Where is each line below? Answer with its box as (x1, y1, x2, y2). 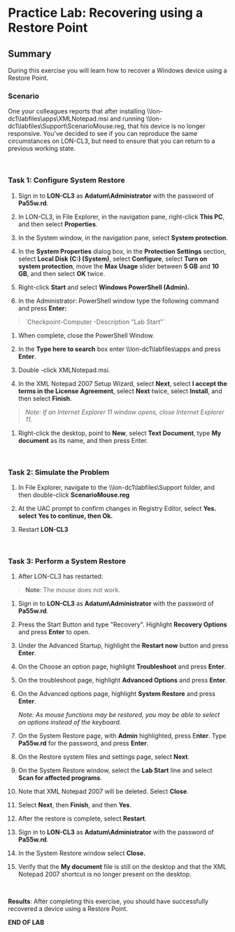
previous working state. (8, 144, 76, 153)
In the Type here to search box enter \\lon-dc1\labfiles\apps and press (17, 345, 221, 353)
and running (110, 114, 145, 123)
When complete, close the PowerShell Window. (17, 331, 155, 339)
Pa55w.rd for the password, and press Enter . (17, 739, 149, 748)
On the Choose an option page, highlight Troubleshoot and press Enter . (17, 662, 227, 671)
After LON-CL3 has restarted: (17, 573, 104, 581)
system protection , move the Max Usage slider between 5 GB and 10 (17, 261, 220, 270)
